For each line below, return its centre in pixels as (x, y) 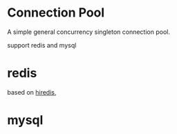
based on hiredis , (32, 92)
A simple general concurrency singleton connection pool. (89, 32)
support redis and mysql (42, 45)
